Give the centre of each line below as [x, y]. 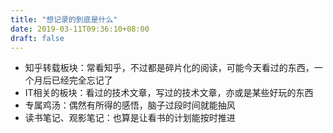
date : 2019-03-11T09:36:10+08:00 [80, 29]
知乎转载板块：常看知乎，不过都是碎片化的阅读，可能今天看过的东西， [169, 68]
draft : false [37, 38]
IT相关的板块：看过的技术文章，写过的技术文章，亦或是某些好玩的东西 [169, 93]
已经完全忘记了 [82, 80]
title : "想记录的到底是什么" [64, 19]
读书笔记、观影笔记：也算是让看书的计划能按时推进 [130, 118]
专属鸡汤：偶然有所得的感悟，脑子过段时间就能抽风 [130, 105]
